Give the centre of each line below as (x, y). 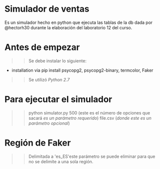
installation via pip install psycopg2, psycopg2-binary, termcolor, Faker (82, 70)
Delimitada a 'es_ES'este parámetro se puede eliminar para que (92, 156)
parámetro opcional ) (49, 123)
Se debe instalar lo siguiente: (57, 61)
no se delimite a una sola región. (61, 161)
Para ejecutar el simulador (58, 100)
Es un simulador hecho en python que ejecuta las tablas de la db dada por (79, 22)
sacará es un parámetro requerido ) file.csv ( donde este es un (90, 118)
